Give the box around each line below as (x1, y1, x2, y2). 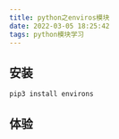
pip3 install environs (9, 90, 94, 99)
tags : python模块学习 (9, 30, 85, 39)
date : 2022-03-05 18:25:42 (9, 22, 110, 30)
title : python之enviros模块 (9, 13, 110, 22)
